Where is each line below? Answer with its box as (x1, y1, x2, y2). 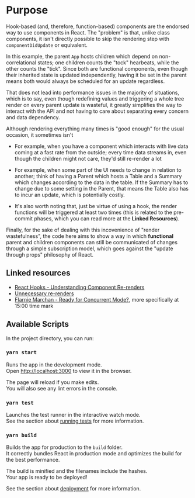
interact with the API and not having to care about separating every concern (6, 108, 189, 115)
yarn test (6, 399, 34, 406)
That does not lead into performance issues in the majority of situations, (6, 89, 180, 96)
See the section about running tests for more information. (6, 417, 144, 424)
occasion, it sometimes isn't (6, 131, 74, 138)
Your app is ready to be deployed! (6, 474, 88, 481)
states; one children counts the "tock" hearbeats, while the (37, 59, 179, 66)
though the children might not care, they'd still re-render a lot (14, 155, 162, 162)
